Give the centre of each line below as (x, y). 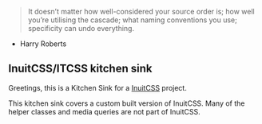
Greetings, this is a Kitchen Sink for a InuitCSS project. (98, 87)
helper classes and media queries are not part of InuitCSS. (105, 111)
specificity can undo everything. (81, 28)
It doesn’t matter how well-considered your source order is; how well (141, 12)
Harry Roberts (43, 44)
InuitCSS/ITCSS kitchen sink (80, 69)
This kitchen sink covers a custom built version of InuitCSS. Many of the (127, 103)
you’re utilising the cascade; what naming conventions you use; (133, 20)
